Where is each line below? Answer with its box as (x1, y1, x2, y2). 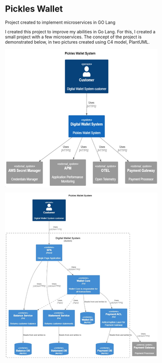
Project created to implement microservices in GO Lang (5, 19, 116, 25)
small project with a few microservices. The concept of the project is (5, 34, 142, 40)
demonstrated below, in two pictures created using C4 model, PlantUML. (5, 39, 150, 45)
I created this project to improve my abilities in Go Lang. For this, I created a (5, 29, 156, 34)
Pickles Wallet (5, 3, 63, 15)
